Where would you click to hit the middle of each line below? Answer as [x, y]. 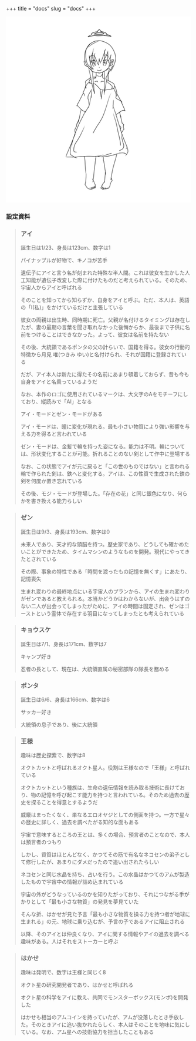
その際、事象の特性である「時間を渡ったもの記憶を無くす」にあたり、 [105, 571]
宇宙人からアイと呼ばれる [51, 287]
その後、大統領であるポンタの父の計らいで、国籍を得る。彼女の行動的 [105, 347]
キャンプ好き [36, 657]
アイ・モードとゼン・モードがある [62, 414]
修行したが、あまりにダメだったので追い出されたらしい [92, 862]
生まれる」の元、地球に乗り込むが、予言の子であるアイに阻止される [102, 921]
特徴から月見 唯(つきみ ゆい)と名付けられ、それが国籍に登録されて [101, 354]
